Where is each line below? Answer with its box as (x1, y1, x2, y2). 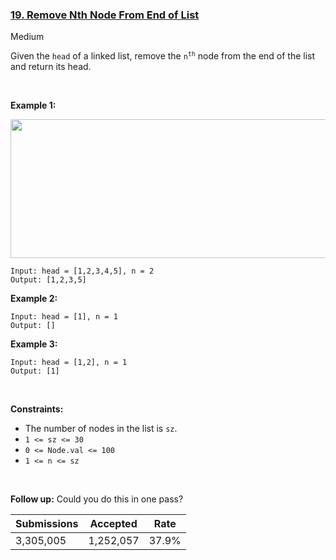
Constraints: (10, 403, 64, 415)
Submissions (15, 517, 79, 531)
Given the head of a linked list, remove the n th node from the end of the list (10, 50, 316, 62)
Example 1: (10, 99, 57, 112)
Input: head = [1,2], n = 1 (10, 358, 128, 368)
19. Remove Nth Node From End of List (10, 8, 200, 22)
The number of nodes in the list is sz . (24, 423, 178, 435)
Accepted (89, 517, 138, 531)
